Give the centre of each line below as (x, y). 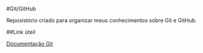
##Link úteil (21, 32)
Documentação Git (30, 44)
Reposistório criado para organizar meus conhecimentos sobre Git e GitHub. (101, 20)
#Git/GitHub (21, 9)
